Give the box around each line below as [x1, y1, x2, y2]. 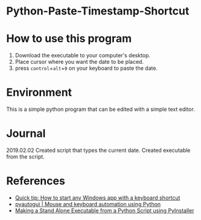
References [6, 174, 65, 188]
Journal [6, 127, 46, 140]
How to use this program [6, 32, 132, 46]
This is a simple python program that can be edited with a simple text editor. [6, 105, 195, 113]
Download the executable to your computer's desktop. [14, 52, 151, 59]
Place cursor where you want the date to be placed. [14, 58, 144, 66]
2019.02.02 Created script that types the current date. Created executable [6, 146, 191, 154]
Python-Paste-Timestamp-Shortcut [6, 4, 190, 18]
